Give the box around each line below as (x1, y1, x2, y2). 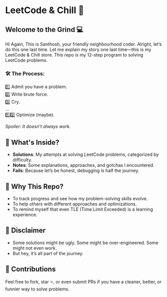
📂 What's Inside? (5, 138, 60, 147)
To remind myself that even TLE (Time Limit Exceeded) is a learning (12, 206, 153, 212)
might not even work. (12, 245, 57, 251)
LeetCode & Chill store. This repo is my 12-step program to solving (5, 52, 144, 57)
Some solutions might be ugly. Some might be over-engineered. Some (12, 240, 159, 246)
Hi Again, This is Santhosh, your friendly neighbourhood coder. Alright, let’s (5, 41, 162, 47)
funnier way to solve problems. (5, 286, 70, 292)
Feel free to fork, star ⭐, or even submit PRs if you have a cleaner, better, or (5, 278, 162, 284)
